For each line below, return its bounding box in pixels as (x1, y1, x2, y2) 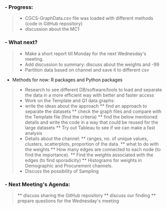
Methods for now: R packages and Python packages (12, 77, 123, 83)
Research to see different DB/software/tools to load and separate (25, 86, 162, 92)
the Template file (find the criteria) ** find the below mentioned (25, 113, 158, 120)
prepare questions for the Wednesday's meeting (17, 198, 120, 204)
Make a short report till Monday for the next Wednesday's (25, 50, 147, 57)
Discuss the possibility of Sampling (25, 168, 99, 174)
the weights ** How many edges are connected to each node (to (25, 146, 161, 152)
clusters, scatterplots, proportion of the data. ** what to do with (25, 141, 159, 147)
